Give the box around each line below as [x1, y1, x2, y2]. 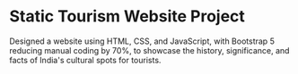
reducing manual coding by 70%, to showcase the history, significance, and [9, 45, 290, 55]
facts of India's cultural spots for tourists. [9, 54, 162, 65]
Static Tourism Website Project [9, 6, 245, 27]
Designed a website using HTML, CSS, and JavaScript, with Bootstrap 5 [9, 36, 276, 46]
